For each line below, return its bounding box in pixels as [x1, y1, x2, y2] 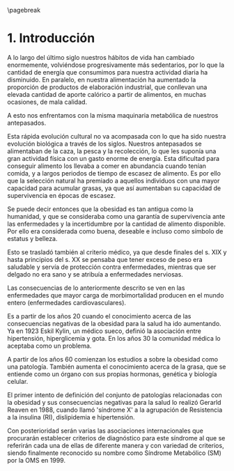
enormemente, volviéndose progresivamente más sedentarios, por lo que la [7, 61, 225, 69]
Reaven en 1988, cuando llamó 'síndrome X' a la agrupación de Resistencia [7, 406, 223, 414]
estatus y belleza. [7, 234, 58, 242]
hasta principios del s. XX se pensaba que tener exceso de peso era [7, 255, 203, 263]
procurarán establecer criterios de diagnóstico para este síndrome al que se [7, 433, 226, 442]
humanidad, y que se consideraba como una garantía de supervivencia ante [7, 212, 226, 220]
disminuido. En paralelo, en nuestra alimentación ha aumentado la [7, 75, 196, 84]
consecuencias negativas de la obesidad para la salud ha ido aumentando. [7, 319, 221, 327]
